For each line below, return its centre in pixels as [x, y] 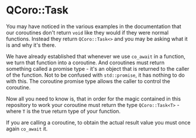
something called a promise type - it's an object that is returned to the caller [98, 68]
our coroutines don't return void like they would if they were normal [87, 32]
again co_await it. [27, 129]
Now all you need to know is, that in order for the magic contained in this [94, 99]
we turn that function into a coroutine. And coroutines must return [85, 63]
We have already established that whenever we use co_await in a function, [96, 56]
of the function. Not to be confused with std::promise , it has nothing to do [96, 75]
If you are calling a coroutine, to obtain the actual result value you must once [98, 122]
